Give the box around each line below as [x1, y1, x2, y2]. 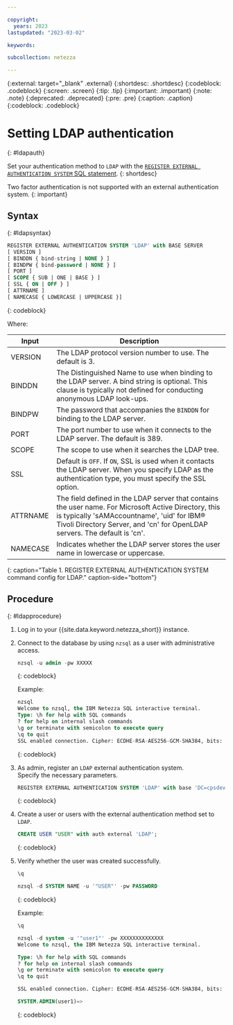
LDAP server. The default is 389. [56, 433, 163, 443]
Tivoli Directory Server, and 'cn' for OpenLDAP [56, 519, 208, 529]
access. [17, 646, 40, 654]
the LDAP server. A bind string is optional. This [56, 376, 208, 386]
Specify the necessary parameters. [17, 770, 118, 779]
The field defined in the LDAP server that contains [56, 493, 219, 503]
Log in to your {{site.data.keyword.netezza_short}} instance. [17, 625, 189, 633]
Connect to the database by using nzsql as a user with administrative [17, 639, 215, 647]
